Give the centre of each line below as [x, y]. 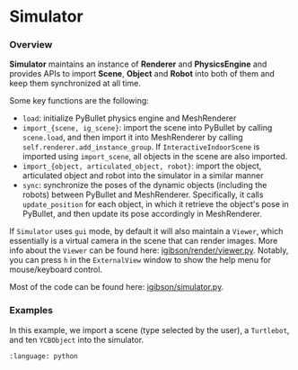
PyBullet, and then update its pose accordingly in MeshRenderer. [142, 214]
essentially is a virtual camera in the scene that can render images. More [144, 241]
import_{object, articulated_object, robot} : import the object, [142, 166]
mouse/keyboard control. [56, 270]
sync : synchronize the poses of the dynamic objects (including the [145, 185]
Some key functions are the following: [79, 101]
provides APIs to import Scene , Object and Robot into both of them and [142, 74]
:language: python [44, 356]
